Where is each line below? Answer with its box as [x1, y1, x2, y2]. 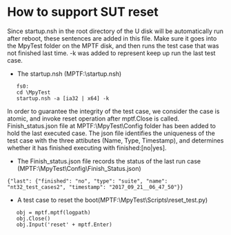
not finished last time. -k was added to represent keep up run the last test [7, 49, 216, 57]
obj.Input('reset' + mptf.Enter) [16, 221, 112, 228]
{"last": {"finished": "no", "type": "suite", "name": [7, 177, 168, 185]
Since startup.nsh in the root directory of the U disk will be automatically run [7, 27, 224, 35]
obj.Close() [16, 215, 51, 222]
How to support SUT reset [7, 4, 159, 20]
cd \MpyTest [16, 89, 51, 96]
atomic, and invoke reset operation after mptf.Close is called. [7, 114, 180, 123]
